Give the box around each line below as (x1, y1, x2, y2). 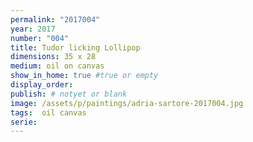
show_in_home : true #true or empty (10, 71, 159, 81)
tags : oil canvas (10, 107, 87, 118)
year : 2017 (10, 24, 56, 34)
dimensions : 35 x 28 (10, 52, 97, 62)
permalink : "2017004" (10, 14, 101, 25)
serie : (10, 117, 38, 127)
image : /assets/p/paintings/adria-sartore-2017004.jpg (10, 98, 244, 108)
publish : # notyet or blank (10, 89, 128, 99)
